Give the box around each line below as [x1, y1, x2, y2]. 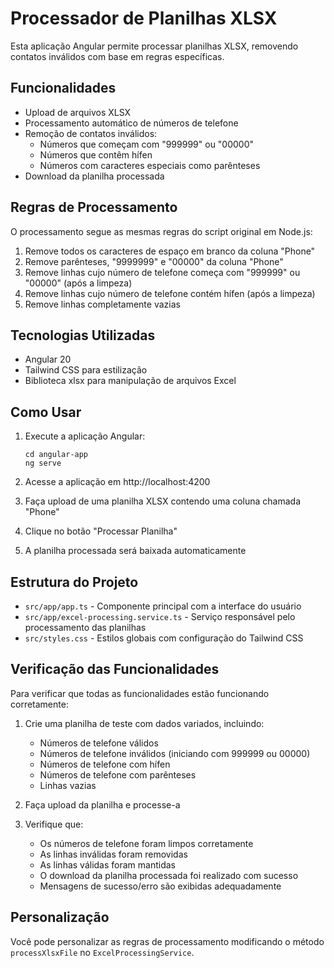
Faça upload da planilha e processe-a [24, 798, 181, 811]
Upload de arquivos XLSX [24, 106, 132, 118]
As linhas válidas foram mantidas [39, 858, 176, 871]
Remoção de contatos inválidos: [24, 127, 158, 139]
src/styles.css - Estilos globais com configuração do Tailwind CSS [24, 632, 304, 644]
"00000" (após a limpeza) [24, 277, 133, 289]
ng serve [24, 458, 62, 469]
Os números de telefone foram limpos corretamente [39, 837, 254, 849]
